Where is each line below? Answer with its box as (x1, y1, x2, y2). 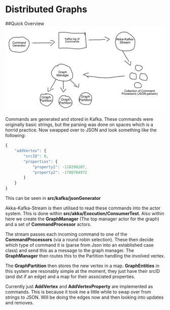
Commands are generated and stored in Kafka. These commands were (5, 116, 154, 122)
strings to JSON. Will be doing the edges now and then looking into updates (5, 294, 164, 300)
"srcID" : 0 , (23, 153, 49, 159)
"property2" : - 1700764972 (32, 170, 87, 175)
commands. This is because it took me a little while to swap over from (5, 289, 151, 295)
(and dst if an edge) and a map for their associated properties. (5, 274, 135, 280)
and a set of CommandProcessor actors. (5, 221, 92, 227)
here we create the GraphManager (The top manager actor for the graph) (5, 216, 160, 222)
